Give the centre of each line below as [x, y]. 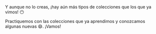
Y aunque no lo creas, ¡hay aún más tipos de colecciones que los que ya [78, 7]
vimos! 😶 [15, 12]
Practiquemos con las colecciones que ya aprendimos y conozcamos [75, 21]
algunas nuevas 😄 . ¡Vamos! [33, 26]
